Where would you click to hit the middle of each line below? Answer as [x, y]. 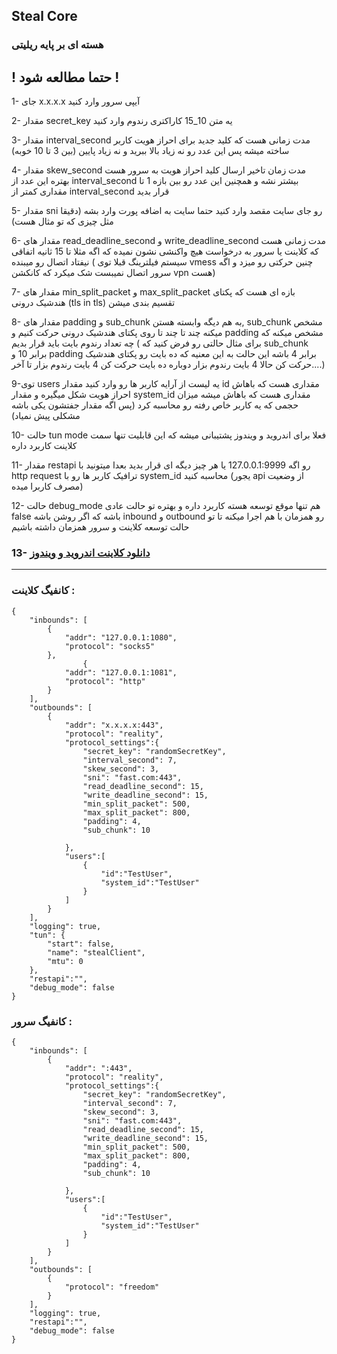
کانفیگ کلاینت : [43, 591]
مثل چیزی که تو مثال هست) [62, 221]
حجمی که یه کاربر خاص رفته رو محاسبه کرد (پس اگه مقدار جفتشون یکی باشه [155, 405]
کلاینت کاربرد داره [44, 446]
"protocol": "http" [105, 681]
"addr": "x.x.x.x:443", [114, 725]
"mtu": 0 [65, 961]
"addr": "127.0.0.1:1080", [121, 637]
